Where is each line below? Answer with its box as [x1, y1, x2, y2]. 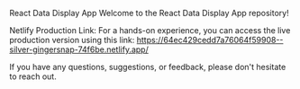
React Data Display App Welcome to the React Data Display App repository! [9, 8, 290, 18]
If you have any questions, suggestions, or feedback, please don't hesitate [9, 62, 286, 72]
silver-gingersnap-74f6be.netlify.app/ [9, 44, 149, 55]
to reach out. [9, 71, 57, 82]
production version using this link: [9, 35, 135, 45]
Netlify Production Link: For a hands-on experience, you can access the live [9, 25, 291, 35]
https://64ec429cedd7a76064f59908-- [136, 35, 284, 45]
